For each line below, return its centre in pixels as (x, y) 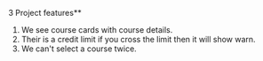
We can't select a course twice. (79, 49)
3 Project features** (45, 13)
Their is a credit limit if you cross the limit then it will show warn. (138, 39)
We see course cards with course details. (97, 30)
